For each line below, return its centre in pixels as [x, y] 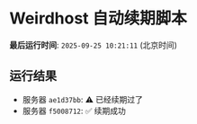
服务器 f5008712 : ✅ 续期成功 [74, 111]
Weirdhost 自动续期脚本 [98, 18]
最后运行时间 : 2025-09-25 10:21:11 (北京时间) [94, 45]
